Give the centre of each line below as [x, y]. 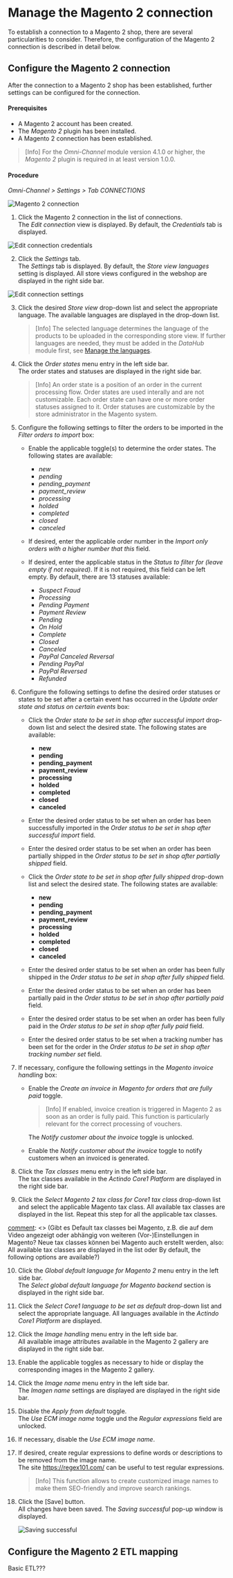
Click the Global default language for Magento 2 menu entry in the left [118, 1271]
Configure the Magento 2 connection [89, 68]
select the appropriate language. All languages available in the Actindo [118, 1313]
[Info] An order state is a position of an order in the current [119, 385]
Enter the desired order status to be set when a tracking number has [125, 1039]
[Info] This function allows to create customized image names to [127, 1481]
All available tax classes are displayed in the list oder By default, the [104, 1250]
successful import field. [62, 835]
